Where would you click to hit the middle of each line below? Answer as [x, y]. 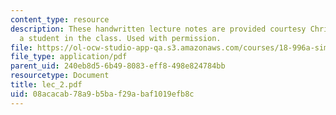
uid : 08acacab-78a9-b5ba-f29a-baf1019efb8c [102, 94]
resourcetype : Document [60, 76]
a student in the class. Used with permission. [120, 38]
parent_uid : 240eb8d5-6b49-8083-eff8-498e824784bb [118, 66]
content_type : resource [60, 19]
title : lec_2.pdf [46, 85]
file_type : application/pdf [69, 57]
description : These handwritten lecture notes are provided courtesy [158, 29]
